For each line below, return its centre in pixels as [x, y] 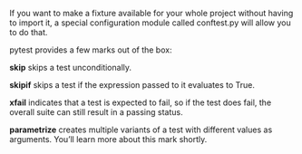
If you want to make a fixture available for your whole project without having [151, 13]
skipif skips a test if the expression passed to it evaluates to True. [132, 85]
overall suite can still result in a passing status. [96, 112]
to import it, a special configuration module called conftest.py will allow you [151, 23]
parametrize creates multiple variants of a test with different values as [141, 130]
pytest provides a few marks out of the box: [91, 50]
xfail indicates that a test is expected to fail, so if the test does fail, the [141, 102]
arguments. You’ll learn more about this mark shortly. [108, 139]
